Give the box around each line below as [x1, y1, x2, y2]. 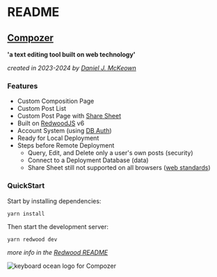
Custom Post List [17, 104, 67, 113]
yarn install [7, 210, 45, 217]
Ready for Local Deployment [17, 134, 99, 143]
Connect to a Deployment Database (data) [27, 156, 149, 164]
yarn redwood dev [7, 236, 58, 243]
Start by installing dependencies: [7, 196, 102, 205]
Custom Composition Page [17, 97, 95, 105]
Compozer [7, 32, 54, 44]
